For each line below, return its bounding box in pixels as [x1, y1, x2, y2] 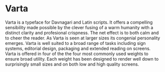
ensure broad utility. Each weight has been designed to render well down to [5, 56, 159, 62]
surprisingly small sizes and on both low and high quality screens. [5, 61, 139, 67]
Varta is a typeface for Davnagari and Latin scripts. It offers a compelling [5, 19, 153, 25]
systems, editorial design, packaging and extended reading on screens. [5, 45, 151, 51]
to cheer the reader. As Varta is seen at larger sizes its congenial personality [5, 35, 161, 41]
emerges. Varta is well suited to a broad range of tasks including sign [5, 40, 146, 46]
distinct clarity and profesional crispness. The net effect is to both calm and [5, 30, 159, 36]
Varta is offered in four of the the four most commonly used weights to [5, 50, 149, 57]
